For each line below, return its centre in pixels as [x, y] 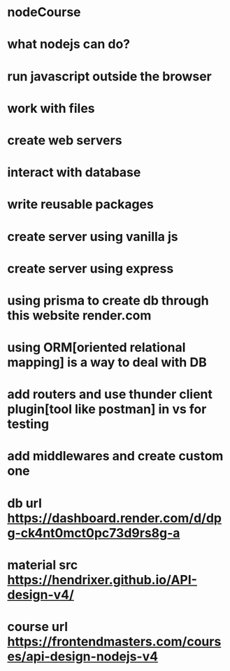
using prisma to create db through [108, 300]
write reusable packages [80, 205]
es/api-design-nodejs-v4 [83, 656]
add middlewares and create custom [115, 456]
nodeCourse [44, 12]
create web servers [65, 140]
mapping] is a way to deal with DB [107, 362]
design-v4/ [41, 594]
